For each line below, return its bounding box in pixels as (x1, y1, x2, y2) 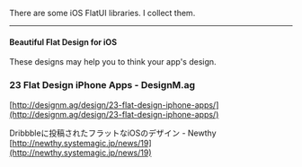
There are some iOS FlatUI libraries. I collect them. (9, 8, 196, 18)
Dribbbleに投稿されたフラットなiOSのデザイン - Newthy (9, 127, 217, 138)
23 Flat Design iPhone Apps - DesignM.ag (9, 79, 196, 92)
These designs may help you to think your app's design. (9, 57, 218, 67)
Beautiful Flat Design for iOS (9, 36, 118, 48)
